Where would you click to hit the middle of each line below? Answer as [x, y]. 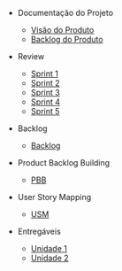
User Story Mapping [54, 197]
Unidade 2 [50, 258]
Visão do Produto [62, 30]
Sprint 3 [45, 93]
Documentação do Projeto [65, 13]
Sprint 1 [45, 74]
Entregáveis [39, 231]
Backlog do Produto [67, 39]
